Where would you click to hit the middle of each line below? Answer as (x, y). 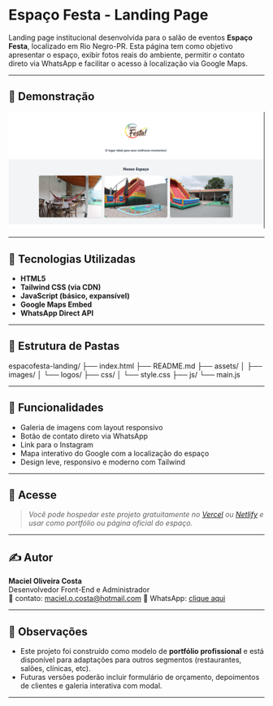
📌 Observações (48, 632)
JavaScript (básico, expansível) (75, 295)
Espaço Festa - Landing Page (108, 15)
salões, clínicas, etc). (55, 668)
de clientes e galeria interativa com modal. (91, 686)
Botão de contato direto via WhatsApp (84, 436)
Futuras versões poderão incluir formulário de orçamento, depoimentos (140, 677)
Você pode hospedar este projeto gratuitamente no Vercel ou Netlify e (146, 515)
